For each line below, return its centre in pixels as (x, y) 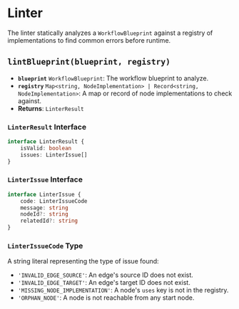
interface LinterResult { (46, 142)
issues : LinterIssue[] (54, 154)
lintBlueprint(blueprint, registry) (89, 62)
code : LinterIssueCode (54, 201)
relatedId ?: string (49, 221)
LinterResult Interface (47, 127)
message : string (45, 208)
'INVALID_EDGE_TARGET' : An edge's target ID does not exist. (104, 283)
